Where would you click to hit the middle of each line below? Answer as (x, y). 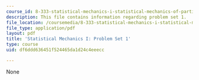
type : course (22, 45)
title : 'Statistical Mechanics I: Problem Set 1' (69, 39)
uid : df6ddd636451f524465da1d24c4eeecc (55, 50)
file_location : (25, 22)
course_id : (20, 11)
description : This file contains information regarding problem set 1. (96, 17)
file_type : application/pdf (41, 28)
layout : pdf (21, 34)
